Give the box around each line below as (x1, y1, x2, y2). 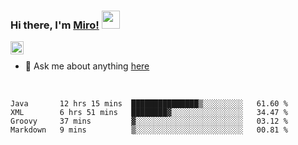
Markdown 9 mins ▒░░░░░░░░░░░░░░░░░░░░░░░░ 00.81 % (10, 125, 288, 135)
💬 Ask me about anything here (24, 60, 150, 72)
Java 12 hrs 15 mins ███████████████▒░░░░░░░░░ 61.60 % (10, 99, 288, 109)
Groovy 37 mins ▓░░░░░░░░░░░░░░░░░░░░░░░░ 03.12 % (10, 116, 288, 127)
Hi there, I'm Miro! (10, 18, 100, 32)
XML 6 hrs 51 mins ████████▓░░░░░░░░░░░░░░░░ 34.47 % (10, 108, 288, 118)
